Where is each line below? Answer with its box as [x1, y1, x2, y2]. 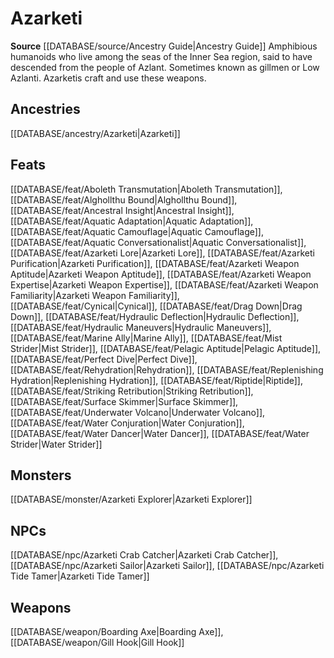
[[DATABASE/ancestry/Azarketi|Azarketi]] [10, 127, 181, 139]
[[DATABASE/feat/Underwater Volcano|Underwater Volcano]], [10, 406, 266, 418]
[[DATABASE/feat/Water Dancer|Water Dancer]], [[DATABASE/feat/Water [10, 427, 310, 439]
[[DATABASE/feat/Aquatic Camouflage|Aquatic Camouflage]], [10, 225, 265, 237]
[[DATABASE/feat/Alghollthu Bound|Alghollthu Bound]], [10, 193, 238, 206]
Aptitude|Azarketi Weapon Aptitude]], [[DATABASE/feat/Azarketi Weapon [10, 268, 312, 280]
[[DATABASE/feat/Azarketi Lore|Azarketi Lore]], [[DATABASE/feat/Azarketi [10, 247, 315, 259]
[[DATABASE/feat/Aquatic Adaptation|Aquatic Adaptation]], [10, 215, 254, 227]
